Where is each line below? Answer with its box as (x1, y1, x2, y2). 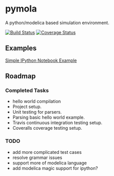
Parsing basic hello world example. (12, 114, 85, 121)
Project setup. (12, 104, 42, 110)
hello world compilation (12, 99, 61, 105)
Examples (5, 44, 37, 53)
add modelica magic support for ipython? (12, 165, 98, 171)
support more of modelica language (12, 159, 87, 166)
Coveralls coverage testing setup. (12, 125, 82, 131)
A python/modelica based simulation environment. (5, 20, 109, 26)
